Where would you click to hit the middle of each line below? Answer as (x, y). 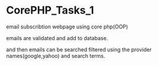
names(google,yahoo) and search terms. (56, 56)
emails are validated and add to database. (57, 38)
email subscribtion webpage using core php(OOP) (67, 27)
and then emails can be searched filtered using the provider (79, 49)
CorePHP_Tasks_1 (50, 10)
